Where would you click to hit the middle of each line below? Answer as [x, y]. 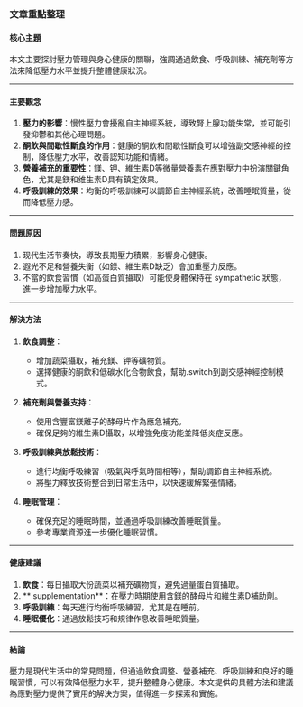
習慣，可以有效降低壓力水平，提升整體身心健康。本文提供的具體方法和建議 [155, 683]
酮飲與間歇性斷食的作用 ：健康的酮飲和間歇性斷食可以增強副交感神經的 [153, 145]
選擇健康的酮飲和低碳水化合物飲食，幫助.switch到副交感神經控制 [156, 371]
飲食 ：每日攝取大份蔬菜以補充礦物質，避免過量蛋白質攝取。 [133, 584]
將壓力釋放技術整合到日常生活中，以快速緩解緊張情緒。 [138, 482]
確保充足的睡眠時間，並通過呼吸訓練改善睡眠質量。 [131, 520]
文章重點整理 [37, 14]
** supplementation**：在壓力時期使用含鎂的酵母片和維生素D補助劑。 [152, 595]
